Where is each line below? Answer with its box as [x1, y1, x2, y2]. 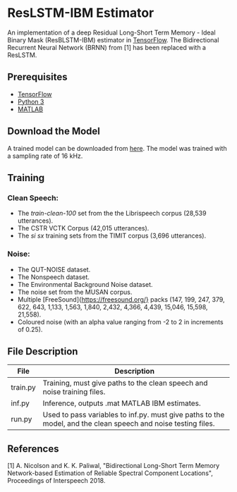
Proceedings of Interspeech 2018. [7, 476, 106, 485]
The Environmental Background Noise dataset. [17, 280, 153, 288]
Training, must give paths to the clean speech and [42, 379, 208, 388]
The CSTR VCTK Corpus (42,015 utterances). [17, 224, 150, 233]
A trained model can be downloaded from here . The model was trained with [7, 144, 227, 152]
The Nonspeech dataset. [17, 273, 90, 281]
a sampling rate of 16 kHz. [7, 152, 83, 160]
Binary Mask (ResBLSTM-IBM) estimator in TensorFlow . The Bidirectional [7, 35, 219, 44]
